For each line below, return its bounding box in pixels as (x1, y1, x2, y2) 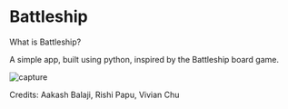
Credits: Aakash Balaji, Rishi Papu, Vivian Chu (9, 89, 180, 100)
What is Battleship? (9, 36, 82, 47)
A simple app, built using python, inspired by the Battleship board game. (9, 54, 280, 64)
